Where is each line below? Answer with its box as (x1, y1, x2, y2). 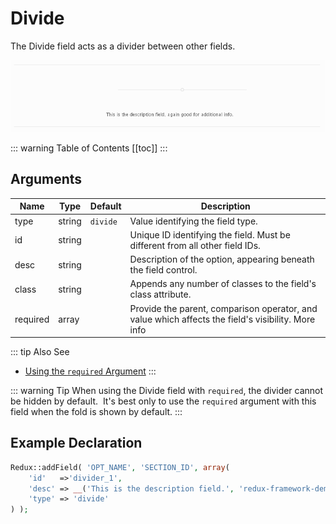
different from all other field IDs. (129, 239, 261, 251)
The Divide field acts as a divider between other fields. (10, 40, 236, 52)
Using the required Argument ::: (24, 365, 157, 377)
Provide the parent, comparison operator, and (129, 302, 318, 314)
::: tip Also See (10, 346, 70, 358)
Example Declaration (10, 435, 143, 452)
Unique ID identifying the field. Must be (129, 228, 291, 241)
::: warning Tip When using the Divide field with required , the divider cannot (10, 385, 324, 397)
